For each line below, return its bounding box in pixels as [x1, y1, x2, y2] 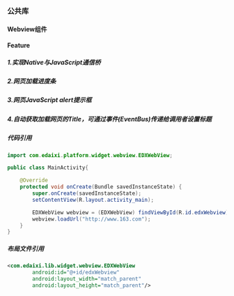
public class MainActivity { [7, 164, 89, 172]
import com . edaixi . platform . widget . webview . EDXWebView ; [7, 151, 173, 158]
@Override [19, 177, 49, 184]
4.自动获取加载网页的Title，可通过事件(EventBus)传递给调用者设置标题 [7, 114, 212, 123]
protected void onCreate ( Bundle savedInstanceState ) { [19, 184, 182, 191]
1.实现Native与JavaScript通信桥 [7, 58, 101, 66]
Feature [7, 41, 30, 50]
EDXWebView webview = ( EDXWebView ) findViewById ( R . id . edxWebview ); [32, 209, 232, 216]
